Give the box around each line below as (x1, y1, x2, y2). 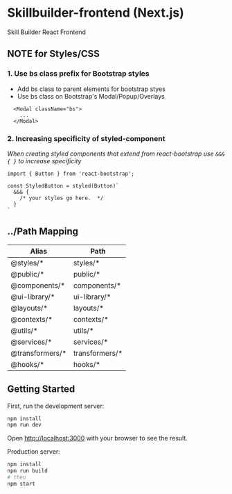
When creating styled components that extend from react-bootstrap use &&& (7, 149, 225, 158)
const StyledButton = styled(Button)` (7, 182, 119, 189)
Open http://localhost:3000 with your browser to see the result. (7, 434, 188, 443)
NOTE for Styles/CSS (7, 48, 100, 60)
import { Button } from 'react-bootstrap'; (7, 170, 135, 177)
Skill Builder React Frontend (7, 28, 87, 36)
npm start (7, 480, 36, 487)
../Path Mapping (7, 226, 78, 238)
